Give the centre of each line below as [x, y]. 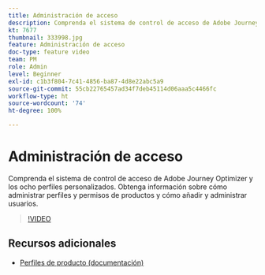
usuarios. [23, 203]
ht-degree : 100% [35, 111]
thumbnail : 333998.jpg [45, 37]
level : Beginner [35, 74]
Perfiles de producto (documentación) [82, 262]
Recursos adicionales [62, 244]
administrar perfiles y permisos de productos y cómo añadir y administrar [128, 195]
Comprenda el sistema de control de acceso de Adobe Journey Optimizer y [131, 178]
